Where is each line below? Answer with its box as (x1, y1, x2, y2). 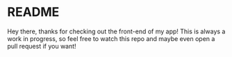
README (7, 4, 60, 20)
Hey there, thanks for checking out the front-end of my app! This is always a (7, 27, 226, 35)
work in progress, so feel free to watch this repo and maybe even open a (7, 34, 215, 42)
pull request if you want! (7, 42, 76, 50)
